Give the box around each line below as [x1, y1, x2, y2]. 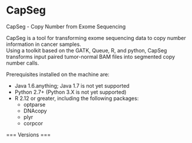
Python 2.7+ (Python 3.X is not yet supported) [14, 88, 127, 95]
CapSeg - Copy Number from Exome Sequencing [6, 23, 126, 30]
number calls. [6, 59, 39, 66]
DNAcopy [23, 107, 47, 114]
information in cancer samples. [6, 41, 81, 48]
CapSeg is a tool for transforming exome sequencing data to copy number [6, 34, 187, 41]
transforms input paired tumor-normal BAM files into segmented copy [6, 53, 176, 60]
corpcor [23, 119, 43, 127]
